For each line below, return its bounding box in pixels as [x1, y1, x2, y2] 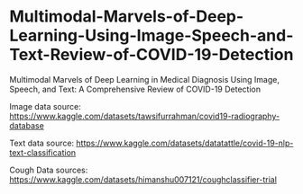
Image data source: [9, 101, 81, 111]
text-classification [9, 146, 77, 158]
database [9, 119, 45, 131]
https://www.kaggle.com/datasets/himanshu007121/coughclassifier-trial [9, 173, 278, 185]
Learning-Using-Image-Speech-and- [9, 25, 294, 46]
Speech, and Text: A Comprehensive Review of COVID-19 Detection [9, 84, 262, 94]
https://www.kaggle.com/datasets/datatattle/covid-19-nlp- [76, 137, 294, 148]
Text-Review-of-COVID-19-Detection [9, 45, 294, 65]
